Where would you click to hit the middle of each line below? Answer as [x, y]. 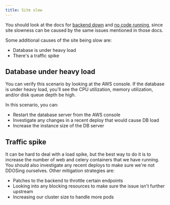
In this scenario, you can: [32, 105]
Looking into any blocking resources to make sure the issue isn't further [89, 186]
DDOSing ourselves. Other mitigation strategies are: [60, 171]
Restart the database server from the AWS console [67, 115]
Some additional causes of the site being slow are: [59, 40]
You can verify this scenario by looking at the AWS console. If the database [85, 84]
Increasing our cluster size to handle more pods [63, 197]
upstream [23, 192]
